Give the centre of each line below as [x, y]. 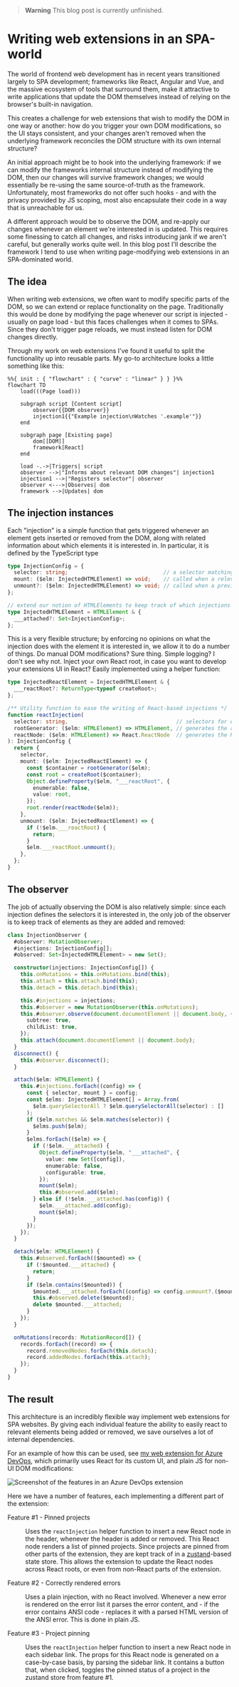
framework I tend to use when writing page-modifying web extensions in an [118, 252]
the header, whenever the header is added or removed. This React [122, 1539]
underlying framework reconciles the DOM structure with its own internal [114, 140]
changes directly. [33, 337]
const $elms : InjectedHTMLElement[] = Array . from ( [103, 1099]
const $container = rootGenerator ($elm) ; [89, 768]
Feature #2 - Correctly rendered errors [64, 1583]
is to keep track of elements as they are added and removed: [96, 922]
